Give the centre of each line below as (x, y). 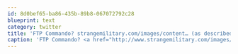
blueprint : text (31, 20)
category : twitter (34, 27)
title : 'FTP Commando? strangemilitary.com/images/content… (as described (120, 33)
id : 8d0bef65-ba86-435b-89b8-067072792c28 (71, 14)
